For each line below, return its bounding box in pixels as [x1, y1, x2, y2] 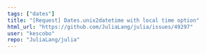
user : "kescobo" [7, 29, 55, 37]
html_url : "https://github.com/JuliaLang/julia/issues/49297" [7, 23, 193, 30]
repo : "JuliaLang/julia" [7, 36, 80, 43]
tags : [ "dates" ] [7, 10, 55, 18]
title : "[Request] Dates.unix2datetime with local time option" [7, 17, 200, 24]
